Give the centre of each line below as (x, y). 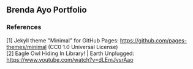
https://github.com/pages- (153, 40)
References (24, 27)
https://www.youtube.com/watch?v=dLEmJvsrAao (70, 59)
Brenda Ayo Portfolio (47, 10)
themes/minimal (27, 47)
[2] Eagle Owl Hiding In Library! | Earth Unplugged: (70, 53)
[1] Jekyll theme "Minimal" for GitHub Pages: (62, 40)
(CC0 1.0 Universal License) (83, 47)
